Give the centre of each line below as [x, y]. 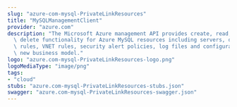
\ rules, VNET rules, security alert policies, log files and [107, 46]
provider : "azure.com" [41, 27]
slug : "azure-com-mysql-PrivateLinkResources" [77, 14]
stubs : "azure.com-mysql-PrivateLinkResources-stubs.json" [96, 86]
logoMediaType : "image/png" [49, 66]
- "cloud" [22, 79]
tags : [15, 73]
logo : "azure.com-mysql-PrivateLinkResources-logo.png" [91, 60]
